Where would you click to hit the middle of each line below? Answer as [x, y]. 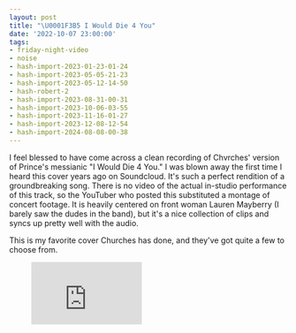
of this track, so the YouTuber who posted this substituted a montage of [140, 194]
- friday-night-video [49, 50]
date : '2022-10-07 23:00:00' [63, 34]
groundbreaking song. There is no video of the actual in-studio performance [148, 185]
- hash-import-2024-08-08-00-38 [68, 132]
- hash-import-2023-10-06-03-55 [68, 108]
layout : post [33, 17]
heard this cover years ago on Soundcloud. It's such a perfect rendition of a [147, 176]
